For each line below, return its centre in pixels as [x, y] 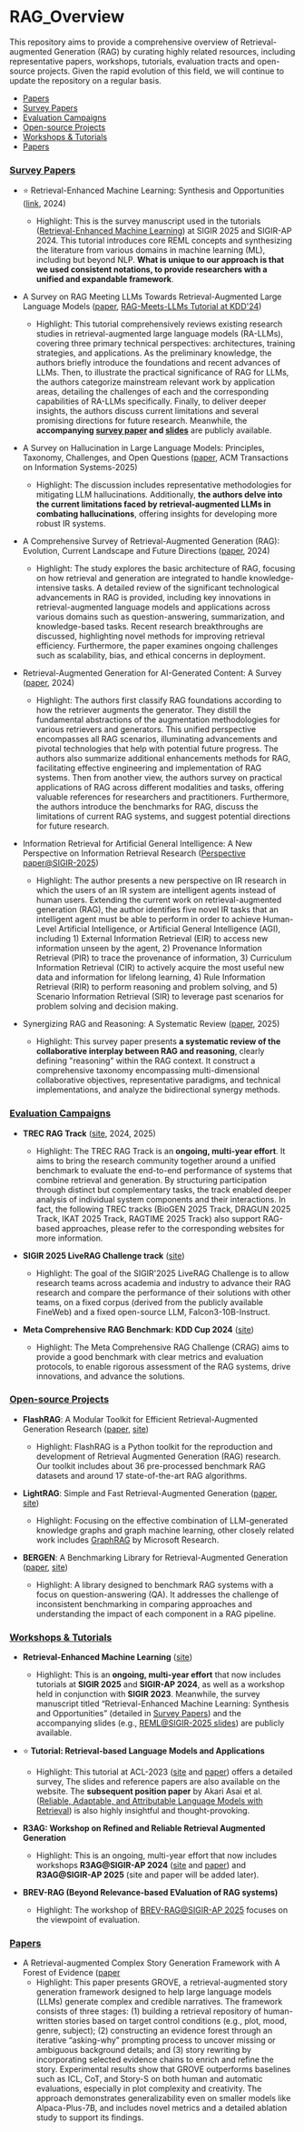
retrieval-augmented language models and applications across [153, 608]
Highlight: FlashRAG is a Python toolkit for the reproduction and [155, 1446]
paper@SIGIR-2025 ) [61, 863]
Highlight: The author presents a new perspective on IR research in [161, 880]
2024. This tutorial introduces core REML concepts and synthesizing [164, 241]
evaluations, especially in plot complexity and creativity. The [149, 2088]
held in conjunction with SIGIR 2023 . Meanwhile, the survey [148, 1695]
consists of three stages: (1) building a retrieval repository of [149, 2011]
